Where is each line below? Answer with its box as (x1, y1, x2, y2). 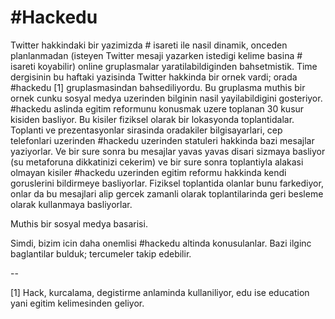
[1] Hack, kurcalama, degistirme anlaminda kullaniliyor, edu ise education (10, 286, 310, 298)
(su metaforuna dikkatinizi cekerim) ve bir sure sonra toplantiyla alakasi (10, 156, 304, 168)
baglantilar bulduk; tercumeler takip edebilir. (10, 247, 192, 260)
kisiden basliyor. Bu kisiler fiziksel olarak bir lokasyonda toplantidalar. (10, 113, 295, 125)
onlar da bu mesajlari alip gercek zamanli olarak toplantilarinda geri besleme (10, 187, 324, 200)
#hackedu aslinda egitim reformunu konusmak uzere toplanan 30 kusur (10, 102, 305, 115)
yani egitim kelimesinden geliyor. (10, 297, 145, 309)
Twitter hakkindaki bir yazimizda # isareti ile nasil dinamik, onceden (10, 39, 288, 51)
